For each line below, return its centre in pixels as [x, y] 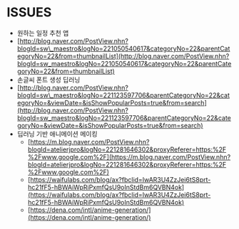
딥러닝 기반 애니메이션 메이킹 [57, 134]
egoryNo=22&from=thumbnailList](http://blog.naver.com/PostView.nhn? [123, 56]
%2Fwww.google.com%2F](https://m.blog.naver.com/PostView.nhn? [129, 156]
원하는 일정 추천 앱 [43, 33]
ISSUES [29, 12]
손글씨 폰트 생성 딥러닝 [49, 80]
